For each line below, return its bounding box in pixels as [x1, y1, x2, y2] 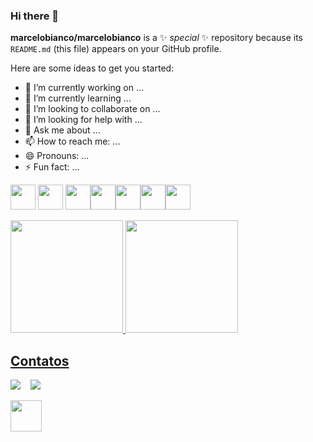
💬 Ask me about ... [24, 124, 101, 136]
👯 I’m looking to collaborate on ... [24, 103, 161, 115]
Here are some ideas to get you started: [10, 62, 175, 74]
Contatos [10, 352, 70, 369]
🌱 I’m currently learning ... [24, 92, 132, 104]
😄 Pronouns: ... [24, 150, 90, 162]
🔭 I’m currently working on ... [24, 82, 144, 94]
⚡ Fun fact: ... [24, 161, 80, 173]
